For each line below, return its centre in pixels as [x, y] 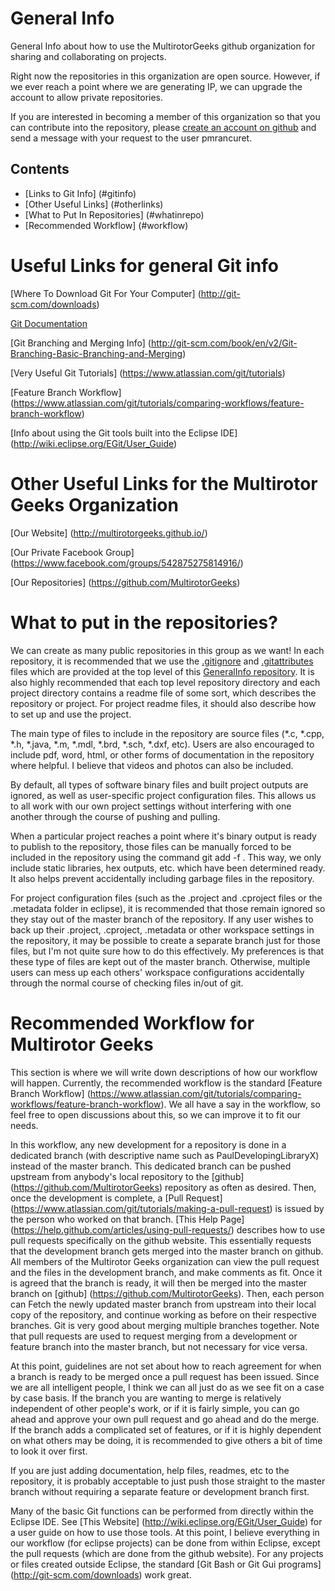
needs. [24, 1125]
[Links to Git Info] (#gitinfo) [80, 193]
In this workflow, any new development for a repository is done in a [148, 1144]
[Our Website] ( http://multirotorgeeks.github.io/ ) [109, 533]
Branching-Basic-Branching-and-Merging [96, 353]
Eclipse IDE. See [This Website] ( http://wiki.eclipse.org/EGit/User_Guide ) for [166, 1521]
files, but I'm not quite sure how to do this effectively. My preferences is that [167, 951]
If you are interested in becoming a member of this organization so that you [165, 116]
